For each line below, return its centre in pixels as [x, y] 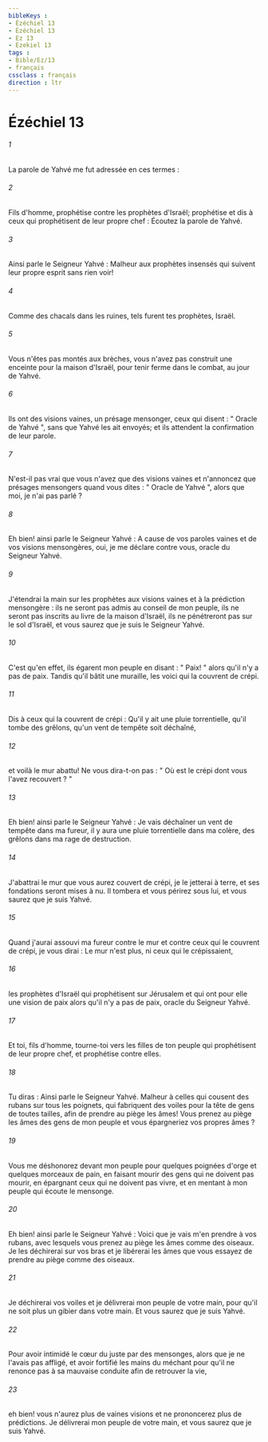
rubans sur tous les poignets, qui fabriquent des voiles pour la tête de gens [132, 1105]
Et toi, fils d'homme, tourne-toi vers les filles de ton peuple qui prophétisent [132, 1046]
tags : [19, 53]
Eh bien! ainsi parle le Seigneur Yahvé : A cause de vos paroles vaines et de [132, 539]
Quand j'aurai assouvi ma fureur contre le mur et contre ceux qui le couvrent [134, 942]
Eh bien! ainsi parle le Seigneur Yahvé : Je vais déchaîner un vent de [120, 822]
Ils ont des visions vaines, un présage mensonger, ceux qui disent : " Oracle [133, 418]
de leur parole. [32, 436]
